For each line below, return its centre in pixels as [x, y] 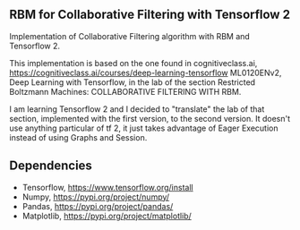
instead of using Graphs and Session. [78, 137]
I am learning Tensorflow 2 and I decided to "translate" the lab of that [137, 109]
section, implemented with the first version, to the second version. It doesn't [150, 118]
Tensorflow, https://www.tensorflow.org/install [108, 187]
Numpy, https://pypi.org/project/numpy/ [96, 197]
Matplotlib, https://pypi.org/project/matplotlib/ [107, 216]
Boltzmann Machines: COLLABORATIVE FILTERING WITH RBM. [125, 91]
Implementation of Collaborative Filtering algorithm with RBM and [130, 36]
